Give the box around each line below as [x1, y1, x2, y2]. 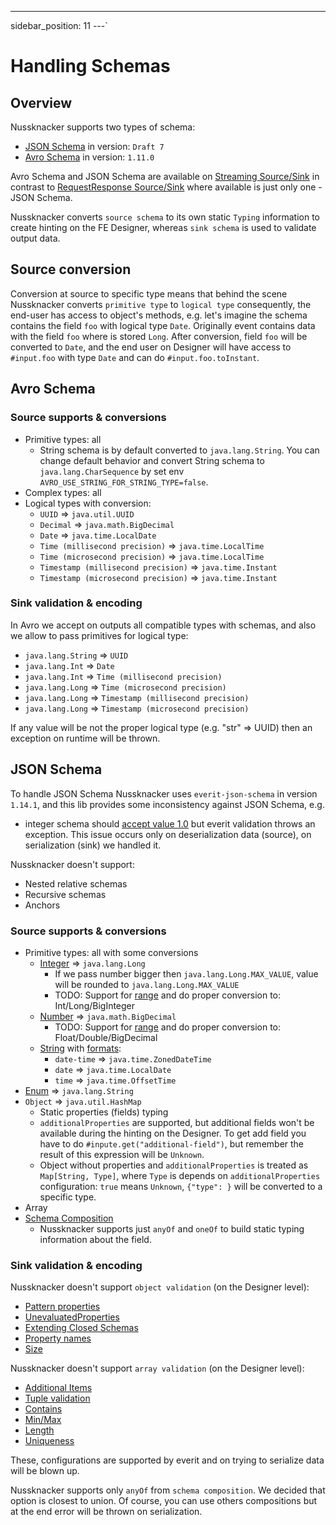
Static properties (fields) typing [39, 1106, 169, 1118]
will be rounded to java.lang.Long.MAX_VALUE [54, 978, 240, 990]
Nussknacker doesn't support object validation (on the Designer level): [10, 1281, 310, 1293]
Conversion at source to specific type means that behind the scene [10, 287, 288, 300]
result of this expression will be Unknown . [39, 1148, 205, 1160]
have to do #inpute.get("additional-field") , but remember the [39, 1137, 305, 1150]
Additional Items [24, 1382, 93, 1394]
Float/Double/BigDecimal [54, 1031, 158, 1043]
